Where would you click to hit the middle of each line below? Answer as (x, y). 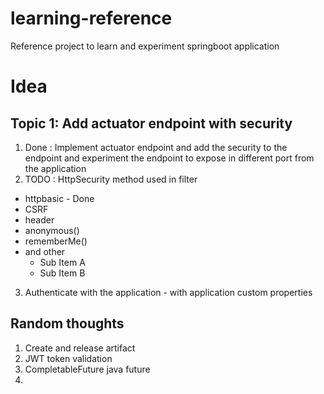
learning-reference (91, 18)
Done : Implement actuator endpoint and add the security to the (156, 147)
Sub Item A (62, 262)
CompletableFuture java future (87, 369)
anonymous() (52, 230)
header (39, 219)
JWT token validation (68, 358)
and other (45, 251)
